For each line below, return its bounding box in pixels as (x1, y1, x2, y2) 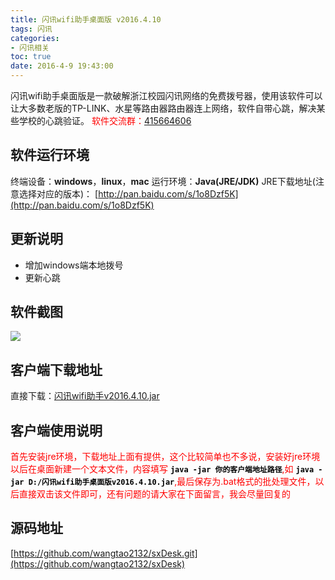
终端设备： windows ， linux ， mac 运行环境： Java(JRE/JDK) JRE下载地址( (10, 175, 316, 187)
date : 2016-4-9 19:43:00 (10, 61, 114, 71)
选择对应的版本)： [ (18, 187, 99, 200)
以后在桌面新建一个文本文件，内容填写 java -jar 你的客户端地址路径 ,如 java (10, 463, 315, 475)
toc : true (10, 52, 52, 62)
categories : (10, 33, 60, 43)
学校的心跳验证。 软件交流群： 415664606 (18, 115, 192, 126)
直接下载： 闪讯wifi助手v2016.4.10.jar (10, 390, 160, 402)
